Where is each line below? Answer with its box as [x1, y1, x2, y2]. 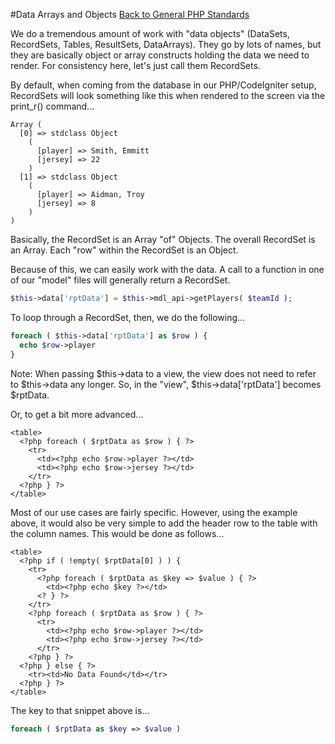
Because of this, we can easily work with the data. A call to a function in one [10, 264, 325, 275]
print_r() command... [10, 100, 95, 112]
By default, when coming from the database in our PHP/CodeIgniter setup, [10, 79, 317, 91]
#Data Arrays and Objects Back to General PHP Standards [10, 9, 250, 20]
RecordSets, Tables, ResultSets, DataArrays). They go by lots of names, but [10, 39, 322, 50]
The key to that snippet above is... [10, 704, 150, 716]
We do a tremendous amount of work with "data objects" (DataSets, [10, 28, 290, 39]
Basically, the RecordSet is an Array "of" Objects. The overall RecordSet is [10, 234, 316, 245]
